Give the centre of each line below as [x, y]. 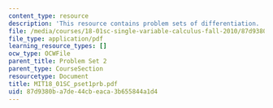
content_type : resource [49, 16]
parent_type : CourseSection [56, 69]
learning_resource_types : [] [58, 46]
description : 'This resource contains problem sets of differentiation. [134, 24]
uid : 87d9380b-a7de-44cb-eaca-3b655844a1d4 [83, 91]
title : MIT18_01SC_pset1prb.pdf [63, 84]
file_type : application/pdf [56, 39]
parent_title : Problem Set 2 [58, 62]
